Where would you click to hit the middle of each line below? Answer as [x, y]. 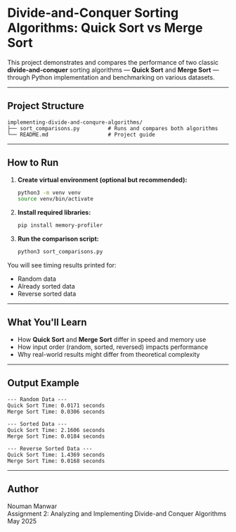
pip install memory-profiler [60, 226]
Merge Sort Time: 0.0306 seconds [56, 412]
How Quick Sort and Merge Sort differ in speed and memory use [112, 339]
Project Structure [46, 106]
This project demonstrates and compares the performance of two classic [113, 62]
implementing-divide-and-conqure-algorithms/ [75, 122]
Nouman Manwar [32, 506]
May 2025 [22, 521]
